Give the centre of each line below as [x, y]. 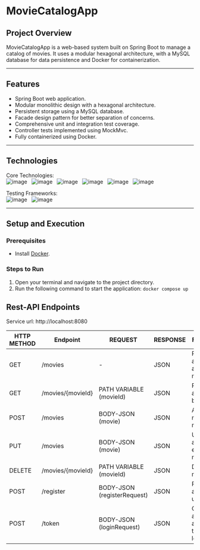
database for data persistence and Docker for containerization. [83, 60]
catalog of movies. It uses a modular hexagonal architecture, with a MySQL [98, 54]
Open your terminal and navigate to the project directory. [85, 282]
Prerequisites [26, 241]
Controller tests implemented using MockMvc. [71, 130]
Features [23, 84]
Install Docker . [32, 254]
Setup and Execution [46, 224]
